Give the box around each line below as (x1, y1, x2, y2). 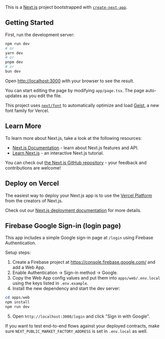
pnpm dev (5, 59, 23, 65)
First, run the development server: (5, 32, 75, 38)
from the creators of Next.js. (5, 198, 63, 204)
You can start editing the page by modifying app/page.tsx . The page (5, 87, 145, 93)
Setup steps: (5, 250, 31, 256)
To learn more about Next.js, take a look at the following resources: (5, 135, 142, 141)
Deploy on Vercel (5, 179, 59, 188)
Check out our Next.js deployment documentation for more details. (5, 207, 142, 213)
